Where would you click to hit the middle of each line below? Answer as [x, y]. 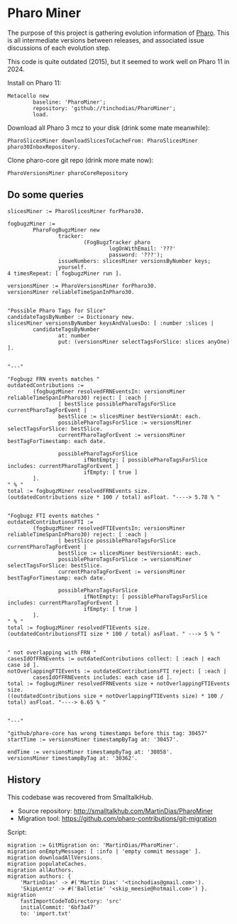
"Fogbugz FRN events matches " [54, 379]
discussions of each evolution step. [59, 48]
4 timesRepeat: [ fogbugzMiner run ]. [65, 273]
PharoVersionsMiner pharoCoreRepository [68, 173]
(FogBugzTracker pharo [117, 242]
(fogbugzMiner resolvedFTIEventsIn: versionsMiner [109, 528]
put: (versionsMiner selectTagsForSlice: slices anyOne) [144, 342]
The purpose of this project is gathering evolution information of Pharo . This [118, 33]
